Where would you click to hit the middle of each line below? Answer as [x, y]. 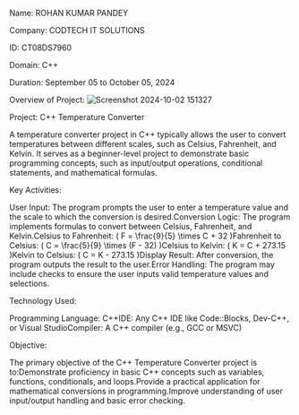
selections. [30, 283]
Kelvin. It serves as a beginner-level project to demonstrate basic [129, 153]
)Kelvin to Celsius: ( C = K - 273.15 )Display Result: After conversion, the [141, 255]
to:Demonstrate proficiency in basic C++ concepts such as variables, [137, 372]
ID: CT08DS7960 [41, 48]
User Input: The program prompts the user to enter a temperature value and [149, 207]
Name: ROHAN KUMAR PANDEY [69, 13]
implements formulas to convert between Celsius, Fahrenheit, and [131, 226]
